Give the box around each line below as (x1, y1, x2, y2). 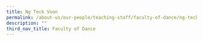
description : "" (6, 20, 47, 26)
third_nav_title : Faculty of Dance (6, 25, 96, 32)
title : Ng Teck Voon (6, 8, 59, 15)
